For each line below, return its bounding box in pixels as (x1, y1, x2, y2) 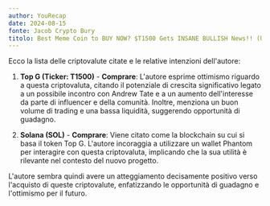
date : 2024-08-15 (8, 19, 67, 27)
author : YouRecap (8, 11, 67, 20)
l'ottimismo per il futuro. (8, 188, 88, 198)
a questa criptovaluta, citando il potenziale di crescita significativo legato (19, 80, 261, 90)
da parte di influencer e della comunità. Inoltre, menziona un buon (19, 97, 239, 107)
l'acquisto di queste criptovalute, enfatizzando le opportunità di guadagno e (8, 180, 260, 190)
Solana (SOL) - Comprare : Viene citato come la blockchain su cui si (19, 130, 245, 140)
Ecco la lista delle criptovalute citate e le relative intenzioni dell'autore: (8, 56, 241, 66)
